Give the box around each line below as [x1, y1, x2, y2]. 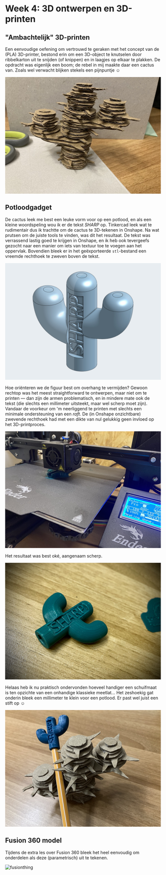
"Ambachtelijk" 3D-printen [5, 33, 90, 41]
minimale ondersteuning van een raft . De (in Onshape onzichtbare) [5, 411, 141, 417]
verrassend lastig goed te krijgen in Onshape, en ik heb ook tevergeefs [5, 238, 150, 243]
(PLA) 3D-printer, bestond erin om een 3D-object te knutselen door [5, 51, 142, 57]
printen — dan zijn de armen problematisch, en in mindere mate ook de [5, 395, 150, 401]
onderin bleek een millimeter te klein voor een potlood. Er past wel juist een [5, 695, 159, 701]
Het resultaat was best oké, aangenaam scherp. [5, 553, 103, 558]
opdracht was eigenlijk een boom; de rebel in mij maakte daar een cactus [5, 62, 154, 68]
